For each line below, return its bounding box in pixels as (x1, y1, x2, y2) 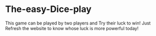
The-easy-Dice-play (5, 3, 91, 15)
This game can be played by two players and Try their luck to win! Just (5, 20, 151, 26)
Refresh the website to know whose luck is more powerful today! (5, 25, 139, 31)
